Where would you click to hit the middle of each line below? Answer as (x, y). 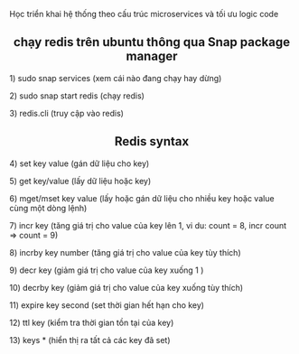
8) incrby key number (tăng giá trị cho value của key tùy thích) (125, 252)
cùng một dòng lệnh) (48, 208)
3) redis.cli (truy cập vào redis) (67, 113)
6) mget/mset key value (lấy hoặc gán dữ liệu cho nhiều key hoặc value (142, 198)
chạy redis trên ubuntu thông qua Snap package (152, 42)
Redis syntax (152, 141)
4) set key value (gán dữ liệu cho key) (79, 163)
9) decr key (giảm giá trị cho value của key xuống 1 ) (107, 270)
